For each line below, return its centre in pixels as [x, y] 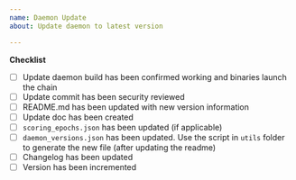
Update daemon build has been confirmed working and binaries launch [154, 76]
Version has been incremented [79, 166]
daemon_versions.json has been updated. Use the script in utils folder [153, 137]
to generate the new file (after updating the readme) [119, 147]
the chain [40, 87]
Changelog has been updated [78, 157]
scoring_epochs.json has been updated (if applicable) [122, 127]
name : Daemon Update [48, 18]
